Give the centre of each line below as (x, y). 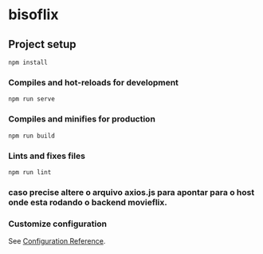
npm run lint (30, 172)
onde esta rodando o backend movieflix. (88, 202)
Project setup (43, 44)
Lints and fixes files (47, 156)
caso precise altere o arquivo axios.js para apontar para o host (131, 192)
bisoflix (33, 15)
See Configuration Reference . (57, 241)
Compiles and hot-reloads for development (94, 82)
